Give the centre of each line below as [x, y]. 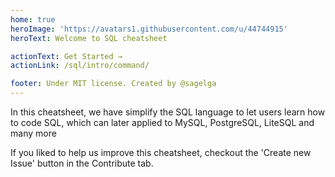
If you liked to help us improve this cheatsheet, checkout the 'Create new [161, 152]
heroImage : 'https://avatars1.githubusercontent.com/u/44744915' [149, 29]
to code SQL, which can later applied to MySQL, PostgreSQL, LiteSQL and [162, 122]
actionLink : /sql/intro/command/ [80, 66]
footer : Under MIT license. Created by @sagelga [113, 84]
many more [33, 133]
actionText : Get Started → [66, 56]
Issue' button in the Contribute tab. [82, 163]
